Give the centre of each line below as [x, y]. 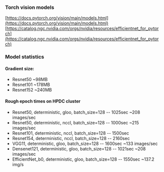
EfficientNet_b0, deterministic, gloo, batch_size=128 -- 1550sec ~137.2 [83, 159]
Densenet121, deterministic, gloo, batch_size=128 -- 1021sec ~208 [79, 148]
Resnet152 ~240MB [32, 90]
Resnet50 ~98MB [30, 80]
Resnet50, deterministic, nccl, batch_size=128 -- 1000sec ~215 [76, 122]
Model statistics [25, 57]
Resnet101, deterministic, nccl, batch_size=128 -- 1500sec [70, 133]
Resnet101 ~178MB [31, 85]
